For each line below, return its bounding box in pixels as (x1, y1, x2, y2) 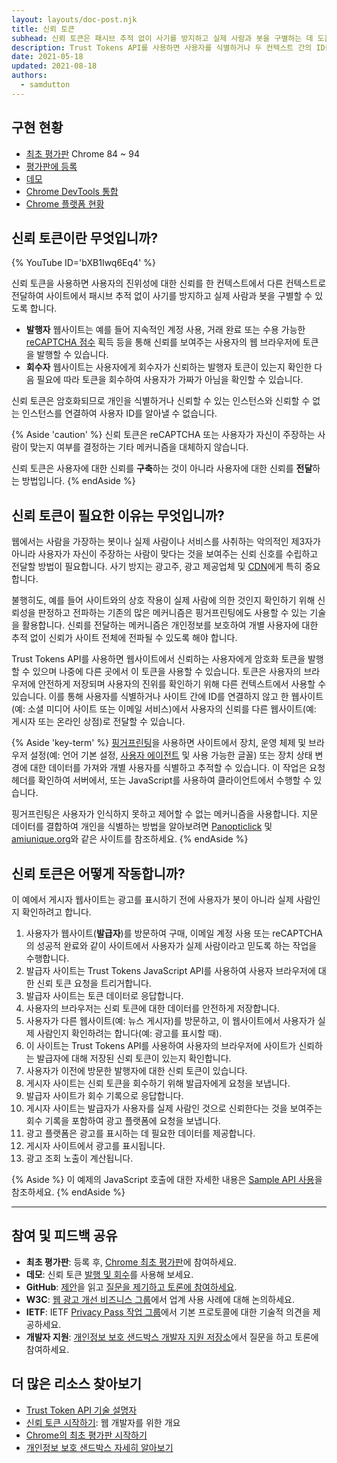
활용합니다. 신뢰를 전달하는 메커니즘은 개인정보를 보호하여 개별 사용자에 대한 (21, 619, 319, 631)
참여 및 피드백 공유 (11, 1227, 118, 1245)
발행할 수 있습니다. (36, 349, 109, 361)
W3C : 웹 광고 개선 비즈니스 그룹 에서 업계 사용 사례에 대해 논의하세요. (25, 1293, 295, 1305)
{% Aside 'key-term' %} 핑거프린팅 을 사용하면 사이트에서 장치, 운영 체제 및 (11, 737, 307, 749)
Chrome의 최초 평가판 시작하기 (25, 1429, 148, 1441)
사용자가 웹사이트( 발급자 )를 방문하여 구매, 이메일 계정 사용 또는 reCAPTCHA (25, 927, 323, 939)
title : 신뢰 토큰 (11, 24, 76, 34)
